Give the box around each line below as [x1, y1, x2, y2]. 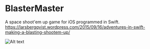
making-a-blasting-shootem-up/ [5, 29, 70, 35]
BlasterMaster [5, 3, 64, 14]
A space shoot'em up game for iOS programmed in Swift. [5, 19, 120, 25]
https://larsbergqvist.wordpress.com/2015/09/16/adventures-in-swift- [5, 24, 145, 30]
